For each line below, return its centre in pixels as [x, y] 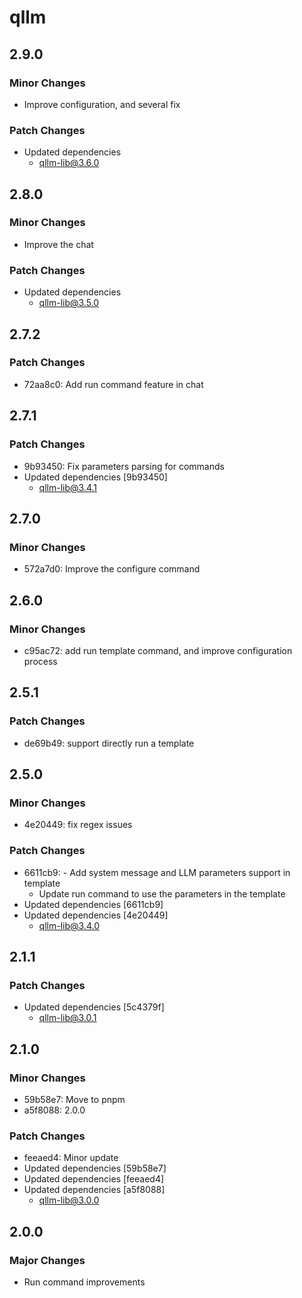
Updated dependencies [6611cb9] [93, 904]
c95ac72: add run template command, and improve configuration [158, 650]
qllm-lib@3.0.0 [69, 1200]
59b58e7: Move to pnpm [74, 1099]
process [40, 661]
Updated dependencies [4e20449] [96, 915]
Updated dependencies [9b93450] [95, 477]
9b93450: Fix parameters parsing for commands [124, 466]
